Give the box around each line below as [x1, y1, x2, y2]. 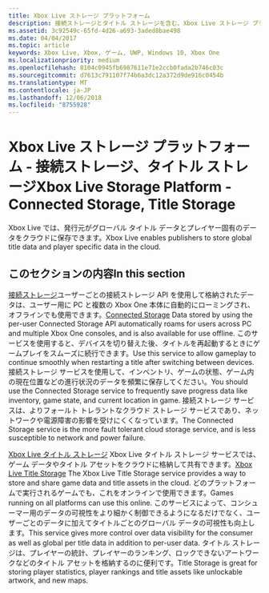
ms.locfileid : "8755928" [8, 101, 91, 109]
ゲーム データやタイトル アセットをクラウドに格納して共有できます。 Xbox [8, 459, 253, 469]
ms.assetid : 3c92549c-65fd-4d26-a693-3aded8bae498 [8, 26, 181, 34]
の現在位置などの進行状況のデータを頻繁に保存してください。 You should [8, 377, 248, 387]
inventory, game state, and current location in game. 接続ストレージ [8, 395, 232, 405]
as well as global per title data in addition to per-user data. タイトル [8, 538, 231, 547]
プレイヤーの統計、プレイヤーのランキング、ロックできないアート [29, 547, 246, 557]
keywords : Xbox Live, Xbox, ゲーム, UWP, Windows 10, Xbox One [8, 49, 220, 57]
